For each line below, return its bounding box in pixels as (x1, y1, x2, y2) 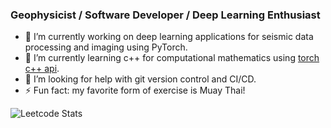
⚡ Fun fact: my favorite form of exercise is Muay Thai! (24, 84, 246, 97)
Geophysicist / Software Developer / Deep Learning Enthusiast (10, 8, 321, 22)
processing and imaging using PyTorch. (24, 41, 188, 53)
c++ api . (24, 63, 60, 75)
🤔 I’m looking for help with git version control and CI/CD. (24, 73, 257, 85)
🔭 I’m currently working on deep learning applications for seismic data (24, 31, 314, 43)
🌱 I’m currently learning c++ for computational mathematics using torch (24, 52, 320, 64)
